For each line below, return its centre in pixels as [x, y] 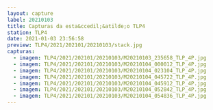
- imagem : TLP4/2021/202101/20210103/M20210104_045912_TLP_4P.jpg [110, 83]
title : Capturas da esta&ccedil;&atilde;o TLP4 [76, 26]
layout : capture [30, 13]
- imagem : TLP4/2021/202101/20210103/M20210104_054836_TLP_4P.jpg [110, 96]
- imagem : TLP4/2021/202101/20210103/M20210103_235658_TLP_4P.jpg [110, 58]
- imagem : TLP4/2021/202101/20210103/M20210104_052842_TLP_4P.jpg [110, 90]
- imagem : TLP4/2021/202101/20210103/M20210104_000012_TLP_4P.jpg [110, 64]
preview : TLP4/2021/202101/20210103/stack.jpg [75, 45]
